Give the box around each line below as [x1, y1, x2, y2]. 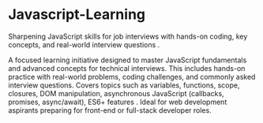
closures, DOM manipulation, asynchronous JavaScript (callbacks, [8, 88, 224, 98]
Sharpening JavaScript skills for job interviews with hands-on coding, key [8, 32, 248, 41]
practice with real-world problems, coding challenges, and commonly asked [8, 72, 256, 81]
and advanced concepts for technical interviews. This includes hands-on [8, 63, 246, 73]
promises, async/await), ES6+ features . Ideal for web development [8, 97, 227, 106]
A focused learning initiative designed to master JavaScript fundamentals [8, 55, 247, 65]
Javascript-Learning [8, 6, 146, 24]
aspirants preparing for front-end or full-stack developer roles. [8, 105, 212, 115]
